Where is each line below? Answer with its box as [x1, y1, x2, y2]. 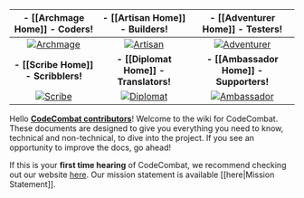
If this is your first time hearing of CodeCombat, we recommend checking [9, 160, 287, 170]
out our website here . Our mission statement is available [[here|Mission [9, 169, 275, 180]
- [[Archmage [23, 12, 85, 24]
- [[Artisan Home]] [102, 12, 186, 24]
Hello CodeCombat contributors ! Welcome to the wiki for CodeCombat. [9, 113, 279, 124]
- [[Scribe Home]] [14, 59, 94, 71]
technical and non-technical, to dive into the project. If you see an [9, 133, 255, 143]
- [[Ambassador [206, 53, 279, 65]
